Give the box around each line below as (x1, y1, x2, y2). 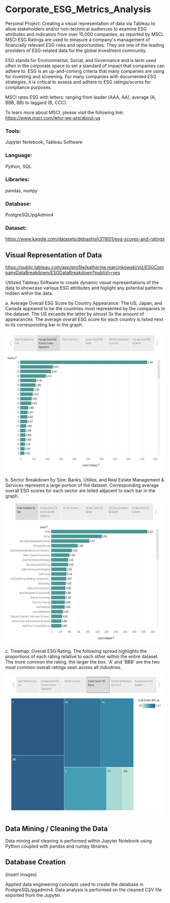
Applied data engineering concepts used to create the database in (5, 881, 144, 887)
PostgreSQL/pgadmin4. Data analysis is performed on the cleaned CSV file (5, 886, 162, 893)
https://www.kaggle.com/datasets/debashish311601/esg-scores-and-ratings (5, 236, 165, 242)
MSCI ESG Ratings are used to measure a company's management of (5, 37, 150, 43)
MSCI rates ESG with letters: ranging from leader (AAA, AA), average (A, (5, 94, 156, 100)
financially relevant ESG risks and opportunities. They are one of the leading (5, 42, 164, 48)
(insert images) (5, 871, 37, 878)
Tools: (5, 127, 21, 134)
